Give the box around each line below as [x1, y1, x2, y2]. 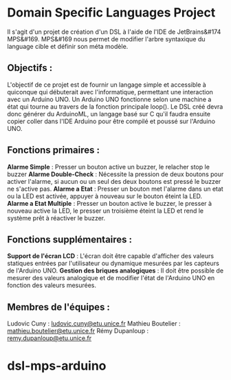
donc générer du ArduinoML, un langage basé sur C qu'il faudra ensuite [7, 109, 211, 118]
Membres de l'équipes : [7, 301, 110, 313]
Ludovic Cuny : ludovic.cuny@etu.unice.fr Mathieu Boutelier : [7, 319, 181, 328]
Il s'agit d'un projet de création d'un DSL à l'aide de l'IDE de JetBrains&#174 [7, 28, 221, 36]
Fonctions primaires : [7, 145, 100, 156]
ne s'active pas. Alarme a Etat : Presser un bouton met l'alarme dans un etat [7, 184, 223, 193]
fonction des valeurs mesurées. [7, 281, 97, 290]
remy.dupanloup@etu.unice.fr [7, 334, 92, 342]
